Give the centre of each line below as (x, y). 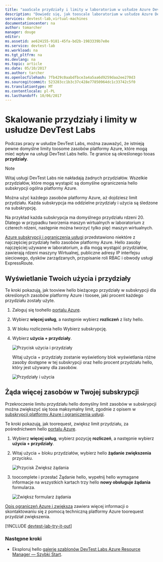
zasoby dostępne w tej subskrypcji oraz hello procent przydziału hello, (83, 362)
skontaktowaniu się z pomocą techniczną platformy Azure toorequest (74, 511)
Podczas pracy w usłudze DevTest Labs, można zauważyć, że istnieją (75, 144)
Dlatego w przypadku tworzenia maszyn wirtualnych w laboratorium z (75, 223)
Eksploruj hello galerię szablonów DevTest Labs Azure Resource (76, 549)
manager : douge (20, 32)
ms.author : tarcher (25, 73)
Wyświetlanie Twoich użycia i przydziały (68, 278)
